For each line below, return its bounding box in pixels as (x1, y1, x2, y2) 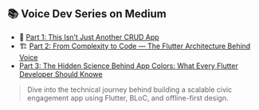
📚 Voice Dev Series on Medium (7, 7, 167, 21)
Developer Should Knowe (18, 69, 103, 78)
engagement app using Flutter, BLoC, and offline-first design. (26, 93, 229, 102)
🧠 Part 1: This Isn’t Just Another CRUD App (18, 32, 160, 42)
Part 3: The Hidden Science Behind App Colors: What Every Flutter (18, 61, 238, 70)
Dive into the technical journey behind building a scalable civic (26, 85, 233, 94)
